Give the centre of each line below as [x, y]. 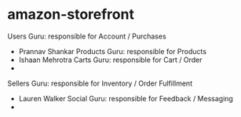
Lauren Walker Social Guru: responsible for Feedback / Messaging [126, 98]
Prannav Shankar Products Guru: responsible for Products [113, 51]
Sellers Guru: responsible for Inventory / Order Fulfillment [100, 83]
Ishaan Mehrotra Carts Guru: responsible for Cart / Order [110, 60]
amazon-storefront [71, 15]
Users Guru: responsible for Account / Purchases [87, 36]
